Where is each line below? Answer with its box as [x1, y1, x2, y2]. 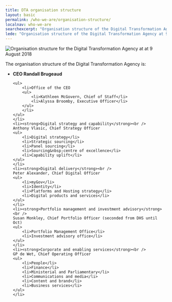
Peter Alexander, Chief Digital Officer [12, 171, 100, 176]
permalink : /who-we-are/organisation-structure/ [5, 17, 111, 22]
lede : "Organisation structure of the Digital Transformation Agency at [5, 31, 164, 36]
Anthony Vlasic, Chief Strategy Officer [12, 126, 100, 131]
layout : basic [5, 12, 36, 17]
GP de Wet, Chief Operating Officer [12, 252, 91, 257]
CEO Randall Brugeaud [12, 71, 62, 77]
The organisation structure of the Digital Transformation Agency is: [5, 61, 146, 67]
